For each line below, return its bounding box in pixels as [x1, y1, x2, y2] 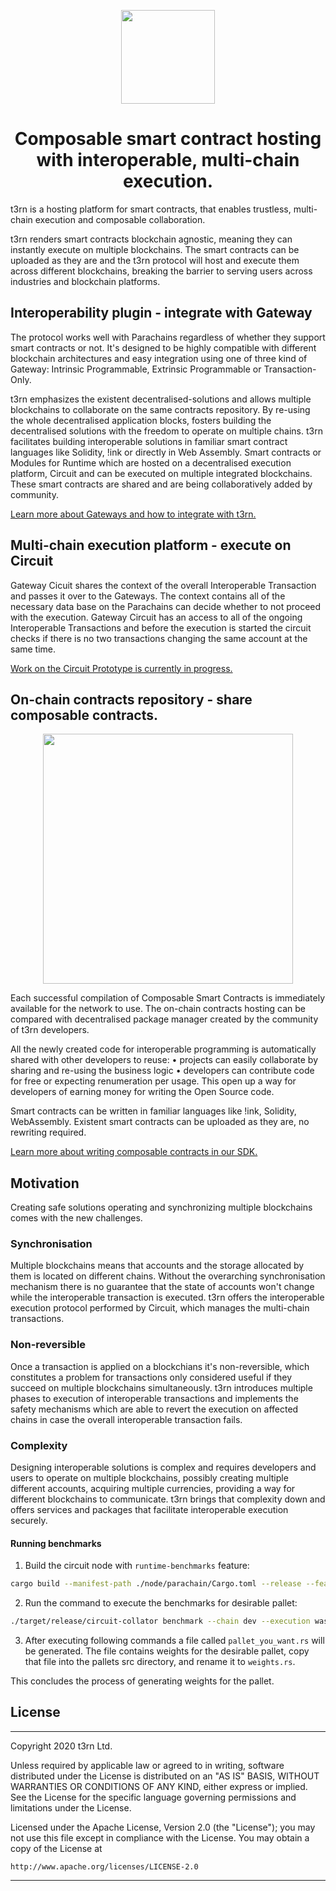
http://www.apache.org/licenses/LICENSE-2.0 [10, 1861, 199, 1872]
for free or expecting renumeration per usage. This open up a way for [10, 1075, 297, 1087]
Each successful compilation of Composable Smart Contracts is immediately [10, 992, 326, 1004]
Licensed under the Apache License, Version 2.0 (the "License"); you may [10, 1821, 316, 1833]
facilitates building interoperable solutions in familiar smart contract [10, 435, 288, 447]
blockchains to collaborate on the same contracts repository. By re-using [10, 403, 311, 415]
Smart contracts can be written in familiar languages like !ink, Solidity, [10, 1105, 297, 1117]
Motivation [10, 1175, 80, 1192]
